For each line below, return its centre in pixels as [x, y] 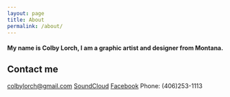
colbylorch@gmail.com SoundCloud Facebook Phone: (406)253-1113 [105, 85]
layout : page [26, 13]
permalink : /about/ [35, 26]
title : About [26, 20]
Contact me [33, 69]
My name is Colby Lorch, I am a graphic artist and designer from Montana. [115, 48]
